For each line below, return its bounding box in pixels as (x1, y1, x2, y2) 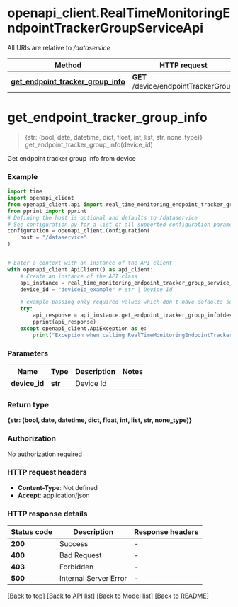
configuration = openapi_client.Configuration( (7, 227, 151, 234)
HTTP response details (7, 509, 88, 518)
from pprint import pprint (7, 208, 87, 215)
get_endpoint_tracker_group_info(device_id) (24, 140, 154, 149)
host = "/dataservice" (20, 234, 87, 242)
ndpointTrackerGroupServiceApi (7, 20, 204, 36)
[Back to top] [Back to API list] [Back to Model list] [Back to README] (7, 591, 209, 600)
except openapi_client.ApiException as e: (20, 324, 147, 332)
